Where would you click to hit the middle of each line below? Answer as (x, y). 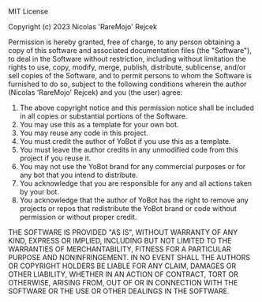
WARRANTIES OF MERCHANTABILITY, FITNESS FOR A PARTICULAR (120, 249)
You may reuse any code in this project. (84, 133)
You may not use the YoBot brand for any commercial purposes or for (133, 166)
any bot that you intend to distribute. (79, 175)
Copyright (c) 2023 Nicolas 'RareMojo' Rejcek (83, 26)
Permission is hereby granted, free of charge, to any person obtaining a (124, 42)
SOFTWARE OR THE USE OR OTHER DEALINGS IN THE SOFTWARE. (119, 291)
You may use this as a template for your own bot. (99, 125)
